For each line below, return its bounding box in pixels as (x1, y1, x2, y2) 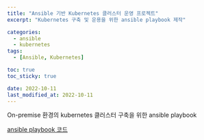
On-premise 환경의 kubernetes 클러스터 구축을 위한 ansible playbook (7, 111, 197, 120)
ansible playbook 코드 (7, 126, 68, 134)
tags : (7, 48, 23, 55)
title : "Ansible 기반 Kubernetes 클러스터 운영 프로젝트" (7, 10, 159, 17)
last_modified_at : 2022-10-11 (7, 92, 94, 98)
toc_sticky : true (7, 72, 57, 79)
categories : (7, 29, 41, 36)
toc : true (7, 66, 36, 73)
